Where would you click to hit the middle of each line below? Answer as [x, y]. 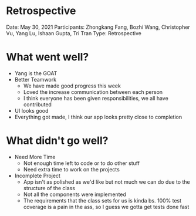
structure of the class [49, 188]
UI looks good [31, 110]
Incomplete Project [37, 176]
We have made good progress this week [72, 86]
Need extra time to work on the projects [72, 169]
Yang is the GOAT [36, 73]
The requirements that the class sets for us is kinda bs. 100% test [102, 200]
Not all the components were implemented [75, 194]
